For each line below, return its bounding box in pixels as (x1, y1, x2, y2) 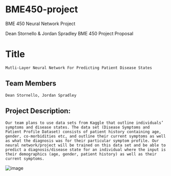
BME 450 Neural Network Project (5, 20, 76, 27)
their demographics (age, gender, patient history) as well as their (5, 151, 157, 157)
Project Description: (5, 106, 71, 116)
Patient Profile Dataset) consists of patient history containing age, (5, 129, 161, 134)
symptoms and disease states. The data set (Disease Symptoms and (5, 124, 150, 130)
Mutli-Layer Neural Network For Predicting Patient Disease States (5, 65, 153, 70)
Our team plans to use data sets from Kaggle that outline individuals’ (5, 120, 164, 125)
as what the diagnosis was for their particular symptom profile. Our (5, 138, 159, 143)
